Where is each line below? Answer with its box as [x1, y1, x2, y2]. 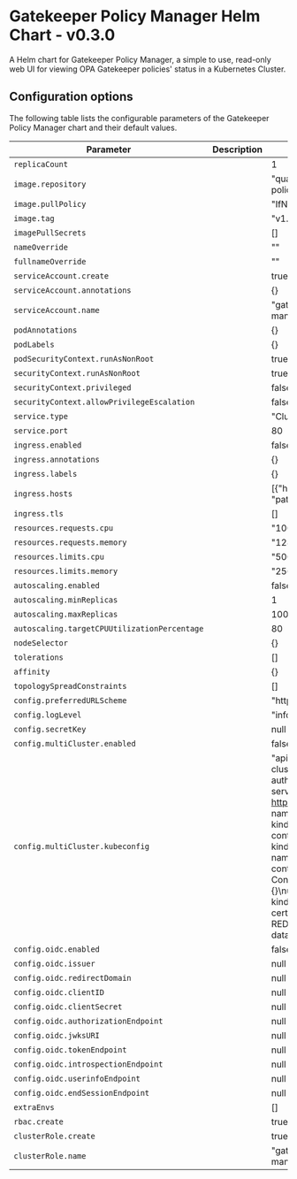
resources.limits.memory [13, 566, 118, 576]
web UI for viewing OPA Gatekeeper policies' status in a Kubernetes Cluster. [9, 64, 286, 74]
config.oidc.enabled [13, 944, 100, 954]
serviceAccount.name [13, 305, 100, 315]
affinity [13, 666, 50, 677]
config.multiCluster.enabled [13, 739, 136, 748]
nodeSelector [13, 638, 69, 647]
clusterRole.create [13, 1130, 95, 1141]
